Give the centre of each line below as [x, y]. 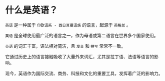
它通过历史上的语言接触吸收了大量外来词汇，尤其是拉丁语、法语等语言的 [79, 56]
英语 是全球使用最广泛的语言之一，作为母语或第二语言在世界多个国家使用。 [82, 35]
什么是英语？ [32, 10]
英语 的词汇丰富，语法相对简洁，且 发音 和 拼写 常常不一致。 [65, 46]
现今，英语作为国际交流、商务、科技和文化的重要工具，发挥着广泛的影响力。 [84, 73]
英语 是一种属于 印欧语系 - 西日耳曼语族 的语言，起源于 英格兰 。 [68, 25]
